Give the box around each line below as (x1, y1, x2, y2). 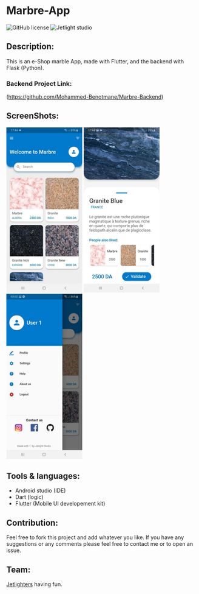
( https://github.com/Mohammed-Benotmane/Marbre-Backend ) (6, 93, 164, 101)
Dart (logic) (15, 493, 44, 501)
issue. (6, 546, 21, 554)
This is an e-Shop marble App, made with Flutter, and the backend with (6, 57, 184, 65)
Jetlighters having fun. (6, 581, 62, 588)
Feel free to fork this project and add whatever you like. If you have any (6, 534, 184, 541)
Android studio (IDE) (15, 487, 66, 494)
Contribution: (6, 517, 59, 528)
